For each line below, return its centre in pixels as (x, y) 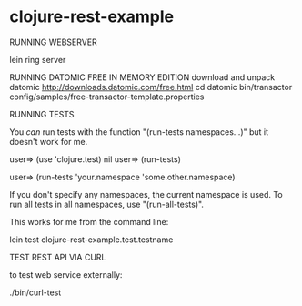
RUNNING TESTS (42, 114)
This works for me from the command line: (89, 221)
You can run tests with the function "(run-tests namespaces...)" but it (139, 132)
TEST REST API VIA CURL (58, 257)
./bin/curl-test (35, 292)
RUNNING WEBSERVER (53, 42)
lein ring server (38, 59)
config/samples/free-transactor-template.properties (107, 97)
